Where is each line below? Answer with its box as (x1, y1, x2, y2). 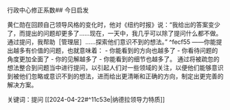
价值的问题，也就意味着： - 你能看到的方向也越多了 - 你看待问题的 (30, 47, 218, 54)
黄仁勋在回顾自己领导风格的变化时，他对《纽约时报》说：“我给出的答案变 (7, 21, 215, 29)
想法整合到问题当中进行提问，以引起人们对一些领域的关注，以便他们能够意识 (7, 64, 224, 71)
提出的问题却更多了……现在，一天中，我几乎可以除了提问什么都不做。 (25, 30, 222, 37)
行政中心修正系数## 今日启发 (7, 6, 89, 14)
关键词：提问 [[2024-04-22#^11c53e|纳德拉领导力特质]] (7, 96, 165, 103)
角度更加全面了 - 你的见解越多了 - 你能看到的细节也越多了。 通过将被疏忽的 (7, 55, 220, 63)
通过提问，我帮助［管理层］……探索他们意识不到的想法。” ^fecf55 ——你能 (7, 38, 216, 46)
